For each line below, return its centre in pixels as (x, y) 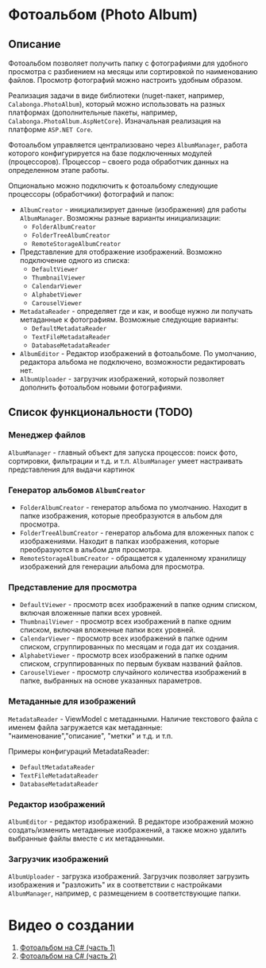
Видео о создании (71, 925)
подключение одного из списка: (75, 260)
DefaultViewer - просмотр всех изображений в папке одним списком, (139, 605)
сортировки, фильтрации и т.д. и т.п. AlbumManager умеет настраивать (126, 460)
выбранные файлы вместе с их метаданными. (87, 838)
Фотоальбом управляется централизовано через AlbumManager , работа (128, 145)
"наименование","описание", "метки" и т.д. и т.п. (91, 735)
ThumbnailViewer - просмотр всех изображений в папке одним (125, 621)
